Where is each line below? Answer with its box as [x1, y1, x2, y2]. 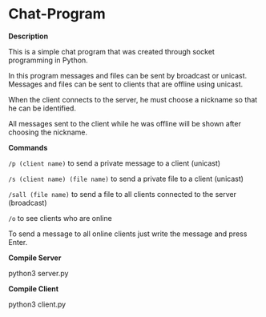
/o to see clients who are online [8, 213, 112, 223]
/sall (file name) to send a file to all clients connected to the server [8, 189, 236, 199]
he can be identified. [8, 103, 76, 113]
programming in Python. [8, 55, 88, 65]
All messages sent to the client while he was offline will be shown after [8, 118, 242, 128]
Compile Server [8, 253, 62, 263]
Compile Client [8, 283, 58, 293]
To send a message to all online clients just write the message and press [8, 229, 248, 239]
